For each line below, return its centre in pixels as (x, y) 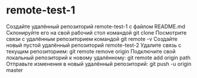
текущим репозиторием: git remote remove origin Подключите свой (91, 51)
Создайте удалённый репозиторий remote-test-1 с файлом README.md (96, 26)
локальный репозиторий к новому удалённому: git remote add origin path (98, 57)
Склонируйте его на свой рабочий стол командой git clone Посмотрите (96, 32)
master (15, 70)
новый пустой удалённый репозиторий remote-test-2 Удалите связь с (94, 45)
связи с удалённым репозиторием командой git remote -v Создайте (92, 39)
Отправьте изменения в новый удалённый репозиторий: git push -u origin (99, 64)
